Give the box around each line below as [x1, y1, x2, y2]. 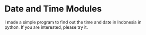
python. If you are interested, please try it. [4, 24, 88, 30]
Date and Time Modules [4, 3, 102, 14]
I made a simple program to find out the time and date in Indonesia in [4, 19, 142, 25]
